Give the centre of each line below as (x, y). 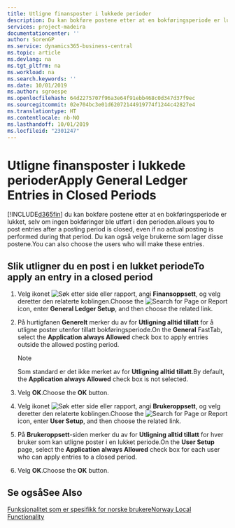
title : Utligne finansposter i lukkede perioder (79, 14)
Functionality (26, 516)
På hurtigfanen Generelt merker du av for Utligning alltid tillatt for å (115, 322)
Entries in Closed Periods (82, 195)
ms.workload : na (31, 72)
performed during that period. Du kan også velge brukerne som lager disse (115, 237)
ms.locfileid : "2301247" (43, 131)
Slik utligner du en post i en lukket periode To (106, 266)
